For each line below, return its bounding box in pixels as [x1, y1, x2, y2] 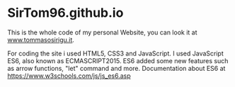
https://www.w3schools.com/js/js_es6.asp [7, 72, 131, 80]
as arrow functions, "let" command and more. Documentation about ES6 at [7, 64, 226, 72]
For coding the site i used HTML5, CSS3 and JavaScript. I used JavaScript [7, 49, 224, 58]
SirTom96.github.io [7, 5, 124, 21]
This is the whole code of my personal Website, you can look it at [7, 28, 197, 36]
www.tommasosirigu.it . [7, 35, 74, 43]
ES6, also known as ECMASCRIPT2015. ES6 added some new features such [7, 56, 229, 65]
